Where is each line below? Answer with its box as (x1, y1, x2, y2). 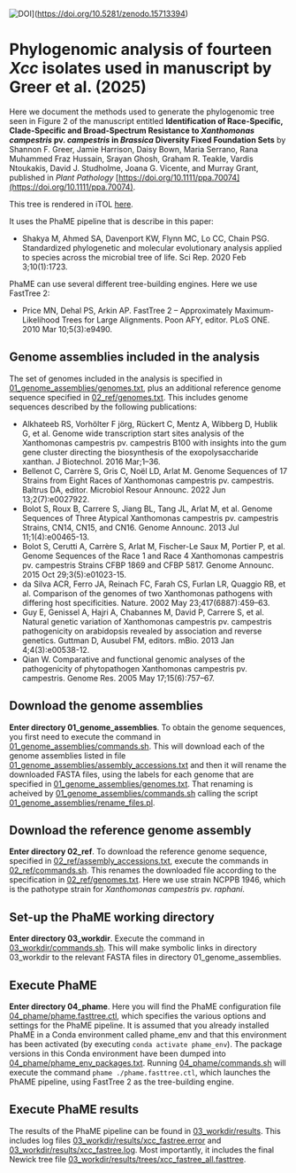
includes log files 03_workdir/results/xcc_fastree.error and (9, 1135, 222, 1146)
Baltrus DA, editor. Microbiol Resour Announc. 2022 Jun (21, 484, 226, 495)
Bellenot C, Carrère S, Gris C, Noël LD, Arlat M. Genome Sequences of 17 (21, 465, 288, 476)
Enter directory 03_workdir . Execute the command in (9, 933, 205, 944)
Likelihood (21, 315, 60, 325)
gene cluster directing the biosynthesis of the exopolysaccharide (21, 447, 259, 457)
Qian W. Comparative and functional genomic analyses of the (21, 654, 246, 664)
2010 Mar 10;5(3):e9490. (21, 323, 113, 334)
